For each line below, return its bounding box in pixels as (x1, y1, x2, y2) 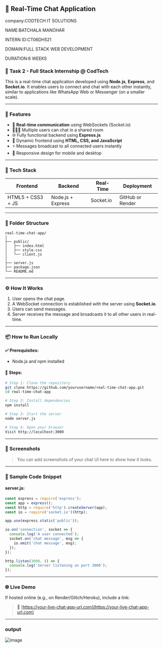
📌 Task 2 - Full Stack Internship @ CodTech (5, 68, 109, 74)
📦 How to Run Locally (5, 334, 58, 341)
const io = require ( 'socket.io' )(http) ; (5, 509, 88, 515)
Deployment (123, 182, 152, 189)
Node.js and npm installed (12, 359, 65, 364)
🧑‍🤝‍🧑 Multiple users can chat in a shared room (12, 127, 103, 133)
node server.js (5, 416, 36, 421)
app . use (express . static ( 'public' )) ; (5, 519, 79, 523)
